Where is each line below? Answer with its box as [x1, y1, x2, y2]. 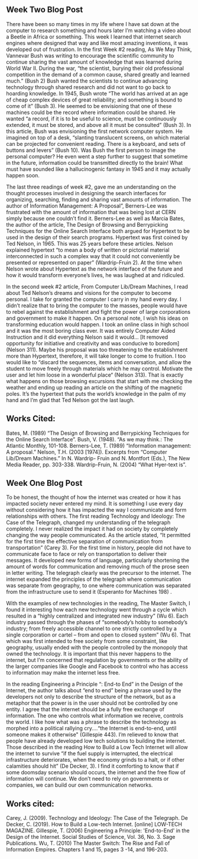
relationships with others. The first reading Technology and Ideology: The [6, 513, 185, 520]
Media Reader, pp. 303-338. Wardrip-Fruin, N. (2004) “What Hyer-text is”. [6, 461, 187, 468]
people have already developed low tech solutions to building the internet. [6, 737, 187, 745]
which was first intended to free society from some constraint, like [6, 638, 168, 645]
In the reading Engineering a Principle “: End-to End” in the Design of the [6, 680, 183, 688]
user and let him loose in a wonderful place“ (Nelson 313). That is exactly [6, 371, 184, 378]
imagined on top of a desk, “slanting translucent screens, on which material [6, 133, 190, 141]
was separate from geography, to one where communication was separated [6, 582, 191, 589]
